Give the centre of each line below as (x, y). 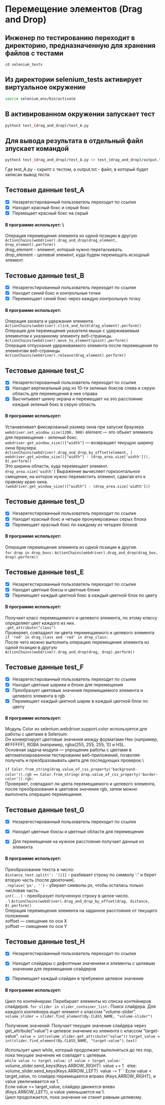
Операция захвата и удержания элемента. (50, 321)
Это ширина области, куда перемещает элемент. (57, 466)
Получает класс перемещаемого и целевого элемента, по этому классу (81, 618)
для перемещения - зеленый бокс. (41, 437)
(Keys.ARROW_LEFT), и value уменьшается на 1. (55, 1092)
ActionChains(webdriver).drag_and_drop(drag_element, (61, 240)
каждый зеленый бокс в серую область (54, 404)
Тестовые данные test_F (44, 667)
